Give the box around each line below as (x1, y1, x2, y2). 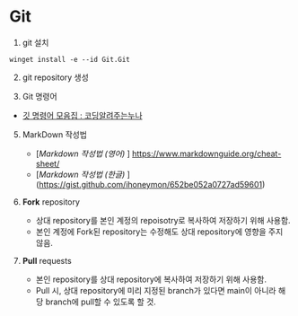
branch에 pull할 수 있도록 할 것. (45, 296, 157, 307)
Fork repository (22, 196, 81, 207)
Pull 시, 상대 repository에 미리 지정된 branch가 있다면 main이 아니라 (35, 285, 276, 295)
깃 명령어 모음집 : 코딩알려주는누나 (22, 110, 143, 120)
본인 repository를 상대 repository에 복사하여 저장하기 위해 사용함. (35, 274, 267, 285)
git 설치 (22, 37, 49, 48)
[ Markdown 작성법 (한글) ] (35, 169, 130, 180)
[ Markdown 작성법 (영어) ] (35, 148, 130, 159)
